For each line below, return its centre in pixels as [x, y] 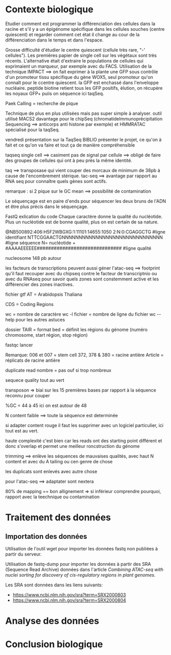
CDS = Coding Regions [29, 304]
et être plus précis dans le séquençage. [47, 207]
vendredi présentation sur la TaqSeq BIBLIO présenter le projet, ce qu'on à [83, 139]
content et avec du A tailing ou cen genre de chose [59, 461]
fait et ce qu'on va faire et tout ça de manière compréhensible [70, 145]
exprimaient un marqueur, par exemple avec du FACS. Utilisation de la [79, 66]
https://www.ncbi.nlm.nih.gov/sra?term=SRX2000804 [69, 600]
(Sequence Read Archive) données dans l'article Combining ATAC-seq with [84, 569]
